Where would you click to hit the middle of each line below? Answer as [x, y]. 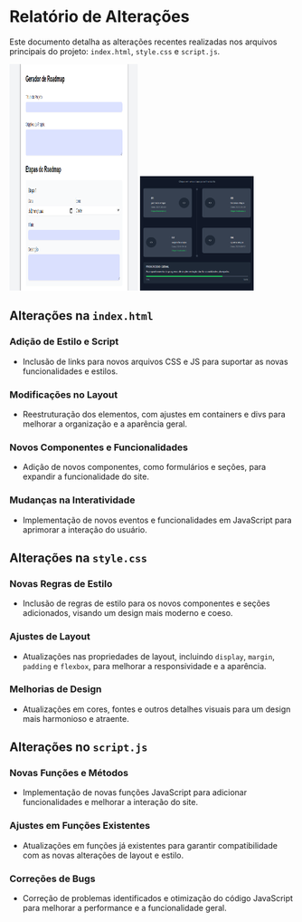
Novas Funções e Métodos [69, 773]
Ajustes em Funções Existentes [80, 826]
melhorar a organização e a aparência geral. [105, 424]
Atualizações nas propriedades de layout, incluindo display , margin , [149, 656]
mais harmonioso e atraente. [75, 718]
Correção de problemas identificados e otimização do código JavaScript [158, 898]
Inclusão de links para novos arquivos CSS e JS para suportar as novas [155, 361]
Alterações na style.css [78, 557]
